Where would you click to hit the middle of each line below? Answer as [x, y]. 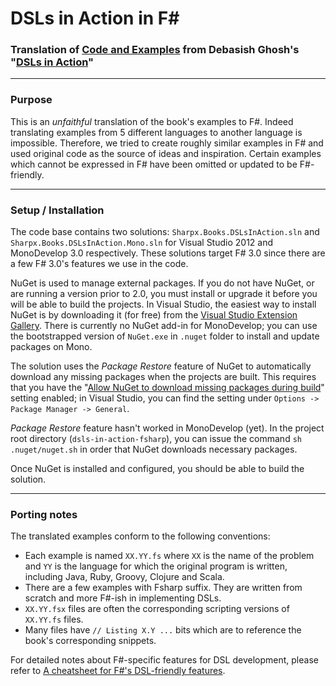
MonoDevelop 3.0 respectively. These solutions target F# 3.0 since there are [168, 253]
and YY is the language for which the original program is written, [156, 566]
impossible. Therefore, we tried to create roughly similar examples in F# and [167, 143]
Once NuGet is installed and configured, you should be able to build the [157, 469]
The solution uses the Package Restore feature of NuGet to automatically [161, 366]
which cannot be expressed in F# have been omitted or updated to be [154, 164]
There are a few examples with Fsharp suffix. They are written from [163, 588]
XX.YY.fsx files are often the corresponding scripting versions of [157, 609]
